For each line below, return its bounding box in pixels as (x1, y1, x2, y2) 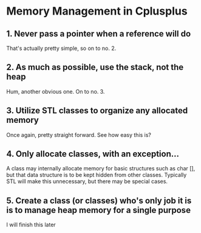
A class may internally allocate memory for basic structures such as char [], (6, 165, 196, 172)
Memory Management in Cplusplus (6, 4, 188, 18)
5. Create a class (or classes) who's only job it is (6, 195, 192, 206)
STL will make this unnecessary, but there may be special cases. (6, 178, 168, 185)
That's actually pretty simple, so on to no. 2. (6, 44, 117, 52)
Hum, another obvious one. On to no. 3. (6, 88, 105, 95)
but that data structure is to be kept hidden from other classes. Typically (6, 172, 187, 179)
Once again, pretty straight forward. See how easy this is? (6, 131, 152, 138)
